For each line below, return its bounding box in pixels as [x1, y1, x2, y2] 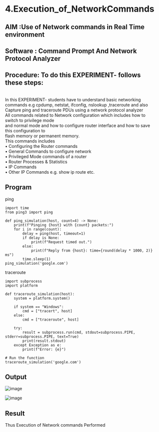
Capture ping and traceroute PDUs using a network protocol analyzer [5, 107, 143, 113]
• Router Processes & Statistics [5, 159, 68, 164]
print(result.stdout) [22, 338, 66, 343]
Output [5, 373, 27, 381]
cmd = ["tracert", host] [22, 308, 73, 313]
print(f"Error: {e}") [22, 347, 66, 352]
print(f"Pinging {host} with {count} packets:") [14, 222, 114, 227]
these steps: [5, 79, 44, 87]
